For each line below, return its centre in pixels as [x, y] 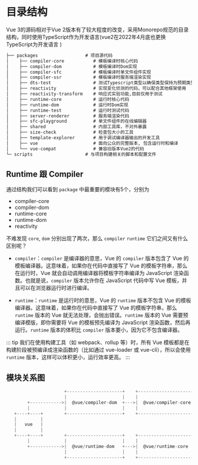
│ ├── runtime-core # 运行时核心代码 [68, 99]
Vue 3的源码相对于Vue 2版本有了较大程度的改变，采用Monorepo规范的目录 [98, 30]
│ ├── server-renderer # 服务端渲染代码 [68, 116]
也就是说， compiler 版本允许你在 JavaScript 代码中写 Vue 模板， [104, 280]
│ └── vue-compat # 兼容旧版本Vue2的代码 [75, 149]
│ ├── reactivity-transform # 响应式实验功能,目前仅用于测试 [85, 94]
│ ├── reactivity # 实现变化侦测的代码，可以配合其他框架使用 [96, 89]
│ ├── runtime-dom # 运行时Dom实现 [67, 105]
